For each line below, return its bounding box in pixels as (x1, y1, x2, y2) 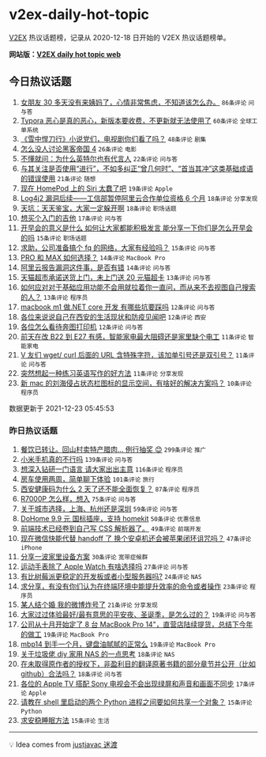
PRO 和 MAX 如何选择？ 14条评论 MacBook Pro (20, 252, 166, 262)
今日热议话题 (9, 75, 72, 89)
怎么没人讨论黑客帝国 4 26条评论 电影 (20, 144, 137, 153)
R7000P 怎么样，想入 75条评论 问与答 (20, 494, 137, 504)
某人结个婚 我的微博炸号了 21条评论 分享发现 (20, 600, 159, 610)
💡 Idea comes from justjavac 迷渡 (9, 740, 118, 749)
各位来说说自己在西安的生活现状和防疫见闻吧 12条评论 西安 (20, 312, 207, 321)
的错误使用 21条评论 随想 (20, 173, 96, 183)
